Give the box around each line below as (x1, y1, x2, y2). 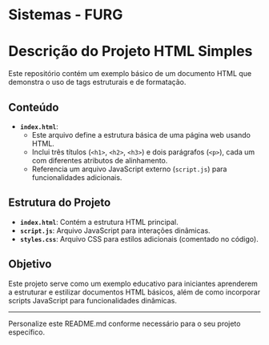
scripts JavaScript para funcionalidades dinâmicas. (8, 295, 178, 305)
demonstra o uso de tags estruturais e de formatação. (8, 78, 187, 87)
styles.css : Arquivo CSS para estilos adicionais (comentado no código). (19, 234, 259, 243)
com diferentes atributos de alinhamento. (31, 155, 168, 165)
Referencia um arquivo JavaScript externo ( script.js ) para (31, 164, 227, 174)
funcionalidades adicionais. (31, 172, 122, 182)
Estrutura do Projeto (8, 196, 111, 210)
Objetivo (8, 258, 52, 271)
